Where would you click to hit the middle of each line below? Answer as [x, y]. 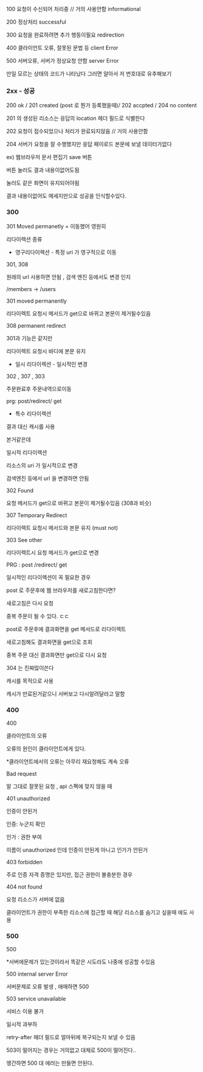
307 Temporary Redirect [37, 515]
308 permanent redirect [36, 325]
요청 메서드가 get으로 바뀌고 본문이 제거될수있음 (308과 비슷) [79, 503]
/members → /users [31, 289]
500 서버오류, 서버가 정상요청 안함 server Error [63, 61]
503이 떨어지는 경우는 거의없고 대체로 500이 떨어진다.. [71, 1050]
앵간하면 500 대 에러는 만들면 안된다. [50, 1063]
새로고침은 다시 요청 [30, 603]
